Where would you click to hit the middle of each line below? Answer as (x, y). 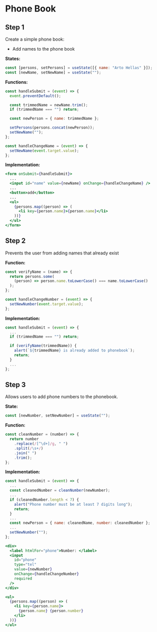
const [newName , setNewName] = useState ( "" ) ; (53, 72)
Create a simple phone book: (35, 39)
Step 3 (15, 384)
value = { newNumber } (33, 569)
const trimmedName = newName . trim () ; (49, 105)
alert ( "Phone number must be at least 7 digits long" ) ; (74, 504)
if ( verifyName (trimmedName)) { (43, 346)
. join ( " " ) (25, 453)
